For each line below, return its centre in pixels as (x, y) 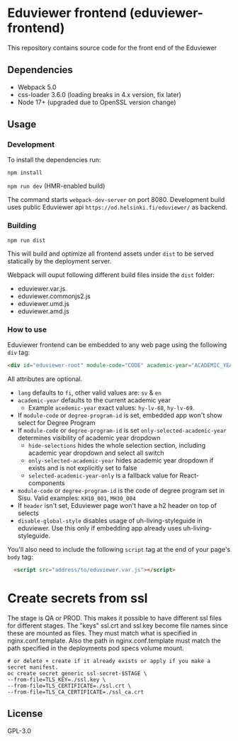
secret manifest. (33, 667)
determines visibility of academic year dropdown (89, 438)
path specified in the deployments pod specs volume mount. (96, 648)
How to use (27, 329)
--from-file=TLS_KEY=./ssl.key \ (57, 679)
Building (22, 226)
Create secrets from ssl (78, 598)
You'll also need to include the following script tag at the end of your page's (119, 549)
